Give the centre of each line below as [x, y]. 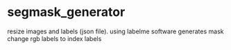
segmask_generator [66, 12]
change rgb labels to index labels [54, 38]
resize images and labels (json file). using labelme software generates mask [115, 31]
